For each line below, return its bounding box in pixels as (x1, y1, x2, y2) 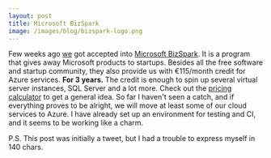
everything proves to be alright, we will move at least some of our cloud (8, 100, 247, 110)
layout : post (8, 11, 53, 20)
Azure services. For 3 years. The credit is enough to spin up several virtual (8, 75, 258, 85)
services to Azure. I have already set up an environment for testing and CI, (8, 109, 256, 119)
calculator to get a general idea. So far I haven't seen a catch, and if (8, 92, 235, 102)
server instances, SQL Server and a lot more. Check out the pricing (8, 83, 232, 93)
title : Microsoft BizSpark (8, 19, 100, 28)
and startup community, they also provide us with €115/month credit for (8, 66, 246, 76)
